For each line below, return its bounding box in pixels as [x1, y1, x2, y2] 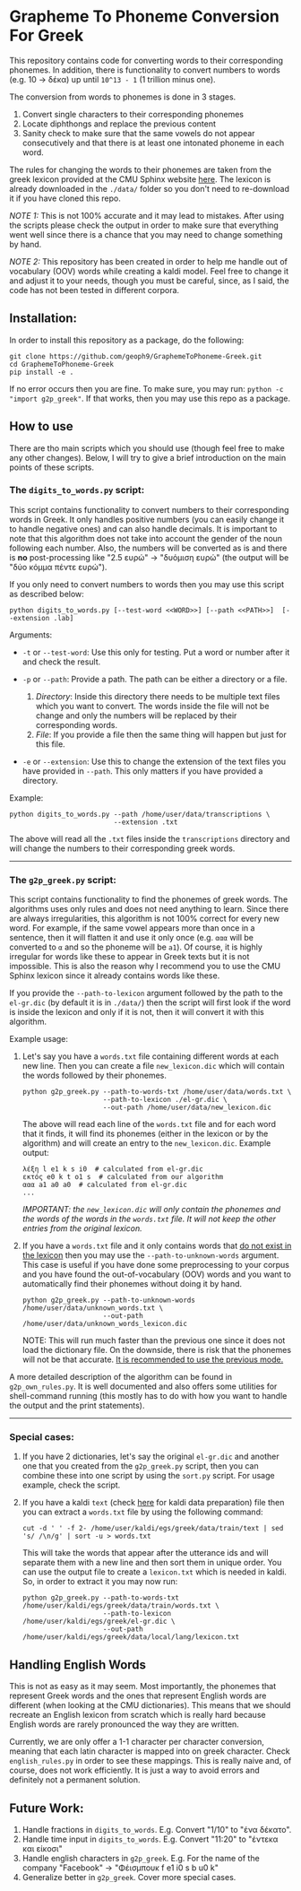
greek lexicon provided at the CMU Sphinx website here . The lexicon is [9, 173, 271, 185]
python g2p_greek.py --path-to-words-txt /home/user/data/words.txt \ [21, 1088, 292, 1097]
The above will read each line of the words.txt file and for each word [21, 1119, 276, 1130]
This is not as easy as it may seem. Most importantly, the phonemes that [9, 1681, 277, 1692]
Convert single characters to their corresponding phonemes [21, 108, 245, 119]
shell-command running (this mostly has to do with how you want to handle [9, 1391, 288, 1401]
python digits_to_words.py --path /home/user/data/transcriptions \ [9, 810, 271, 819]
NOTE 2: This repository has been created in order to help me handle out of [9, 256, 288, 266]
